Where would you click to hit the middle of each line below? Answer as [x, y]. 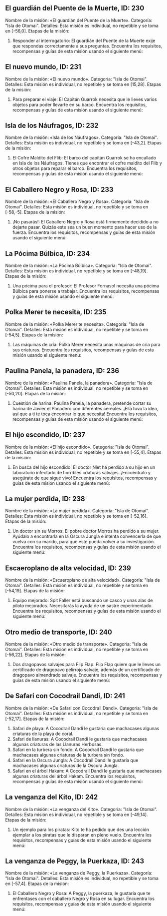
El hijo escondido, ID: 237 [45, 435]
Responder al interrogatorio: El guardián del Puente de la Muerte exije [84, 40]
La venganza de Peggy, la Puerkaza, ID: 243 [75, 861]
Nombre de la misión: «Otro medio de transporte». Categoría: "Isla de [77, 644]
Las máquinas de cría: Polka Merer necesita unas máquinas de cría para [86, 344]
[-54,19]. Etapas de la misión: [35, 591]
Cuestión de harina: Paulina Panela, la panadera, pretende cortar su [82, 403]
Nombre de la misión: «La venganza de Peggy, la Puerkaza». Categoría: [79, 873]
